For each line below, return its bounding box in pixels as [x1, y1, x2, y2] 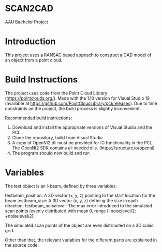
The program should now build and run [12, 150, 90, 156]
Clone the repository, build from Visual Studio [12, 134, 103, 141]
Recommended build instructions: [5, 115, 72, 121]
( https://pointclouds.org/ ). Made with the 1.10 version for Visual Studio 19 [5, 95, 150, 101]
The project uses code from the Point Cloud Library [5, 90, 108, 96]
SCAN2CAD [5, 3, 54, 14]
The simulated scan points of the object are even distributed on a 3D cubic [5, 222, 154, 228]
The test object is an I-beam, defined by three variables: [5, 183, 117, 189]
